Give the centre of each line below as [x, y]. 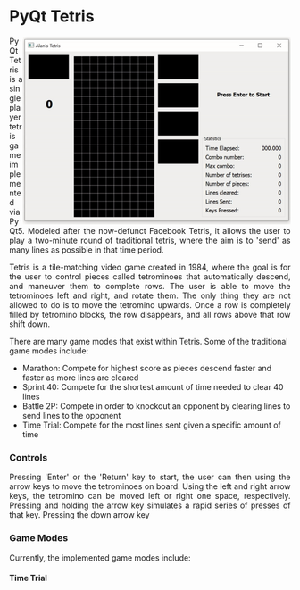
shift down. [30, 324]
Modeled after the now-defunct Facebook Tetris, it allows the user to [159, 230]
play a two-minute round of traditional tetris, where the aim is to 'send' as [150, 240]
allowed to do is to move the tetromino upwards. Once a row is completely [150, 304]
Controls [29, 457]
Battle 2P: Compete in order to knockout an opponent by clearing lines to [156, 406]
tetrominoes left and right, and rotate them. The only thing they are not [150, 295]
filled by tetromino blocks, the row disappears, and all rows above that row [150, 314]
